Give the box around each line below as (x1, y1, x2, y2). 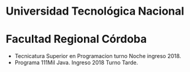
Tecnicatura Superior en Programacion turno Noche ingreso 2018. (14, 52, 181, 60)
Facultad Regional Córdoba (6, 32, 147, 46)
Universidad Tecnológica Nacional (6, 4, 184, 18)
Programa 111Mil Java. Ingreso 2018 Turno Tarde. (14, 59, 139, 67)
